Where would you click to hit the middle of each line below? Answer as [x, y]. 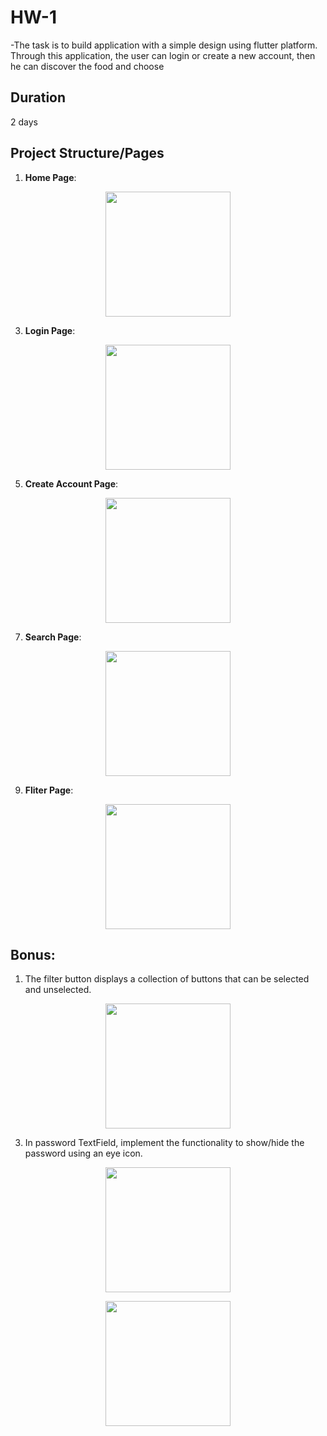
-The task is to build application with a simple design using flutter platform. [164, 45]
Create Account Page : [71, 483]
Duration [38, 97]
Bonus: [33, 954]
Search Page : [53, 637]
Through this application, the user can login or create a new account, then [163, 55]
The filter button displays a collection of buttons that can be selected [167, 979]
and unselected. [58, 990]
